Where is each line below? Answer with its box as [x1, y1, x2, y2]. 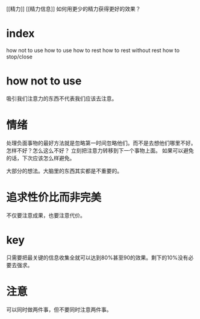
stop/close [6, 53, 33, 60]
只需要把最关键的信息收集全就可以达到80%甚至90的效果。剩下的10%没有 [6, 254, 189, 261]
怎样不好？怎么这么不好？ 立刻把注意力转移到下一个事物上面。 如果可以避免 [6, 147, 194, 154]
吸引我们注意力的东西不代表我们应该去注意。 [6, 95, 117, 102]
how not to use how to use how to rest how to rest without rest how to [6, 46, 180, 54]
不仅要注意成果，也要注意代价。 [6, 212, 86, 219]
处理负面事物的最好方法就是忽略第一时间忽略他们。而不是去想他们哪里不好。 [6, 139, 196, 147]
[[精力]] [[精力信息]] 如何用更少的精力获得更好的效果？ [6, 5, 141, 12]
